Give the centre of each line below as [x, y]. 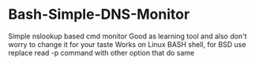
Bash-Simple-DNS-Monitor [99, 14]
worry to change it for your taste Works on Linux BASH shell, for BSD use [127, 44]
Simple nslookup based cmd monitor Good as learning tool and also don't [127, 36]
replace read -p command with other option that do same [101, 52]
